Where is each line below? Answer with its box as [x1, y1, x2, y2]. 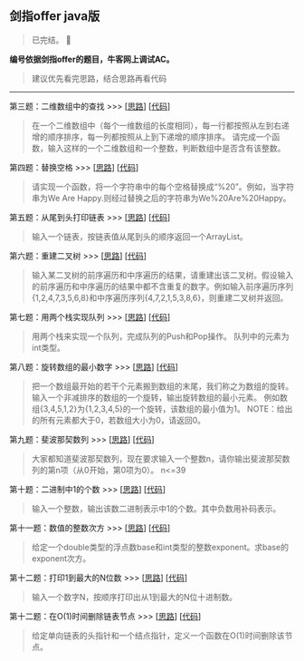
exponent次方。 [31, 552, 91, 564]
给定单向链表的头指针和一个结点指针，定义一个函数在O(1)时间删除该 [31, 629, 285, 641]
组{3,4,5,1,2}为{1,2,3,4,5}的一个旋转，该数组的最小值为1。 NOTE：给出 [31, 403, 293, 414]
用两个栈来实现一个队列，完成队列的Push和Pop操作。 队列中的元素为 [31, 330, 290, 342]
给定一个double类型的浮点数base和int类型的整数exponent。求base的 [31, 541, 290, 552]
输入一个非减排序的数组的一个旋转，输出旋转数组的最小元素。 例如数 [31, 392, 288, 403]
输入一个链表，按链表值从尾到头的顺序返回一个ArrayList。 [31, 230, 249, 242]
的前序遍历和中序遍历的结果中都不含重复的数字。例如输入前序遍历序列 [31, 280, 294, 292]
